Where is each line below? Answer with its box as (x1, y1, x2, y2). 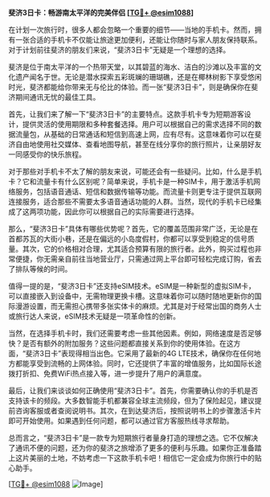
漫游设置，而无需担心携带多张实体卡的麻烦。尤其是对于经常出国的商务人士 (14, 302, 262, 310)
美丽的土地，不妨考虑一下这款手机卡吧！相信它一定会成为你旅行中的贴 (29, 454, 262, 462)
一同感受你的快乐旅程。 (8, 150, 86, 159)
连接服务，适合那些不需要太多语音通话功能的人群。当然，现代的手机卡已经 (8, 197, 255, 206)
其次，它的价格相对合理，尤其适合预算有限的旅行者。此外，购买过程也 (22, 244, 255, 253)
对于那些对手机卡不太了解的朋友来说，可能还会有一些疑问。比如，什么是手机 (8, 166, 262, 176)
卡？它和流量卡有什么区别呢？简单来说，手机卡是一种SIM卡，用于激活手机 (8, 177, 254, 186)
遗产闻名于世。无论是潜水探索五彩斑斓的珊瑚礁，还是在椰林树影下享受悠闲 (14, 72, 262, 81)
